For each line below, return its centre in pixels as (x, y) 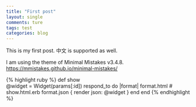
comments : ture (24, 22)
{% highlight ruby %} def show (43, 80)
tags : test (19, 28)
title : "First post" (31, 11)
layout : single (24, 17)
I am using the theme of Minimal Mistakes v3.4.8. (65, 63)
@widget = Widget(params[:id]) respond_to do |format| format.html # (89, 86)
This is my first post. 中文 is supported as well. (62, 51)
